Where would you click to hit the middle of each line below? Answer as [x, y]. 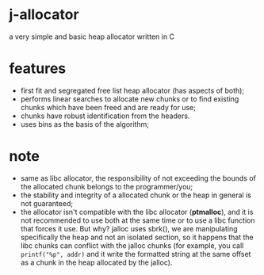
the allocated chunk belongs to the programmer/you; [107, 186]
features [38, 69]
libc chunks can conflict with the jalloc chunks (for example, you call [132, 245]
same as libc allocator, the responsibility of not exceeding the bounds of [138, 178]
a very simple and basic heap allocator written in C [92, 36]
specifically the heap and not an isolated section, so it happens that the [137, 237]
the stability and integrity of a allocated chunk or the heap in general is [136, 195]
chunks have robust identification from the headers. [105, 116]
